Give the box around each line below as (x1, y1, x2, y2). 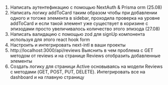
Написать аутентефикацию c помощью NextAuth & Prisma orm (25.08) (10, 5, 162, 10)
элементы (10, 58, 33, 64)
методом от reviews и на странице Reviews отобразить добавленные (10, 53, 161, 59)
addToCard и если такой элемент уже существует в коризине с (10, 20, 149, 26)
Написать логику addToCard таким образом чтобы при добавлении (10, 10, 157, 16)
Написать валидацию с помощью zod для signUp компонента (10, 31, 145, 37)
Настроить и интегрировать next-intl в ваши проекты (10, 42, 126, 48)
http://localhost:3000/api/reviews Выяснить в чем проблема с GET (10, 48, 154, 53)
